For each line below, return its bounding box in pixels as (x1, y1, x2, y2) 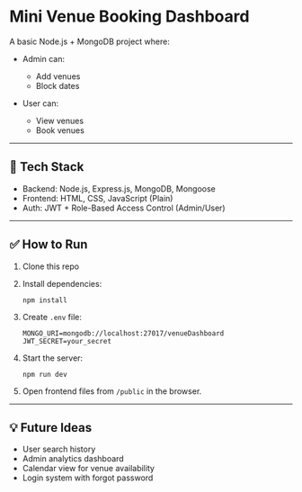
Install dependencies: (22, 278, 102, 289)
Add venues (35, 70, 81, 82)
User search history (22, 443, 96, 455)
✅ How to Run (9, 237, 88, 253)
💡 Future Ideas (9, 420, 93, 435)
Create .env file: (22, 311, 83, 322)
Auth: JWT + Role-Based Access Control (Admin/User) (22, 202, 226, 213)
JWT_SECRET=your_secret (22, 336, 112, 345)
